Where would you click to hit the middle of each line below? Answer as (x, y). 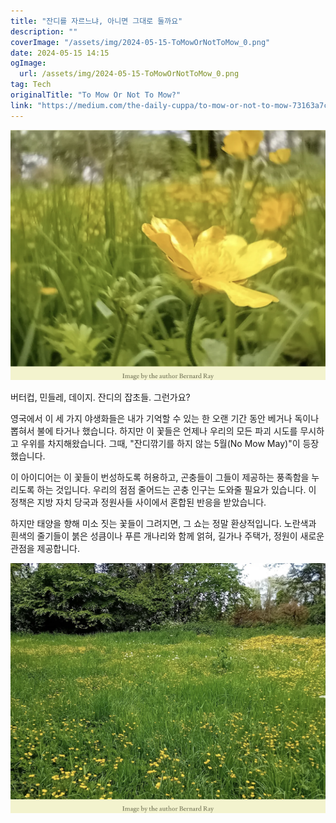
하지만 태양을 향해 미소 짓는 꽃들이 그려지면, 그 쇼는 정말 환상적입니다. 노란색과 (163, 523)
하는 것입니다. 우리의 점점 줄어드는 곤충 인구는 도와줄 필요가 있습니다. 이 (176, 489)
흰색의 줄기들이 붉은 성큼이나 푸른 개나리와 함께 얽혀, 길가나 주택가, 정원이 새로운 (167, 536)
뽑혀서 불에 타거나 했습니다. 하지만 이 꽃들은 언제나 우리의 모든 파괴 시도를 (154, 431)
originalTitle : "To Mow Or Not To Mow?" (96, 95)
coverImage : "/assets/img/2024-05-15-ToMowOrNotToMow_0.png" (140, 42)
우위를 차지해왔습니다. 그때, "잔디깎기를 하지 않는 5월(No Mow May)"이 (160, 443)
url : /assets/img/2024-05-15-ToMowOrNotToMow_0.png (129, 74)
